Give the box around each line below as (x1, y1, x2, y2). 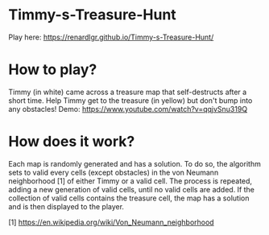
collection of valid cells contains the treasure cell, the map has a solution (8, 193, 250, 203)
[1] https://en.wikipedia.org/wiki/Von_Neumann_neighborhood (8, 217, 215, 227)
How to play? (8, 60, 97, 79)
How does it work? (8, 133, 135, 150)
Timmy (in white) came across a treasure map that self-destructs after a (8, 87, 247, 97)
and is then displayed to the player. (8, 201, 125, 211)
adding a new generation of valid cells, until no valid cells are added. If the (8, 184, 255, 194)
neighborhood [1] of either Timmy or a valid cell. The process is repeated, (8, 175, 252, 186)
